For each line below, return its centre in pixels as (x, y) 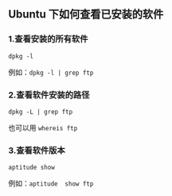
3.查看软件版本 (37, 150)
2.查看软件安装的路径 (49, 94)
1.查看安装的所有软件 (48, 39)
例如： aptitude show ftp (51, 183)
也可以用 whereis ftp (43, 127)
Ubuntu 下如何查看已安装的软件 (86, 14)
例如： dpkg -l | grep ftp (51, 72)
